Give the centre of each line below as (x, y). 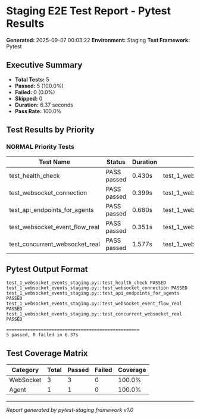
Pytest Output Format (47, 269)
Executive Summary (44, 65)
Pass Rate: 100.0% (38, 111)
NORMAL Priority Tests (40, 147)
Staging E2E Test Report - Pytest (89, 11)
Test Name (54, 162)
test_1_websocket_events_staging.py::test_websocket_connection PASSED (97, 288)
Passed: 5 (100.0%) (39, 86)
